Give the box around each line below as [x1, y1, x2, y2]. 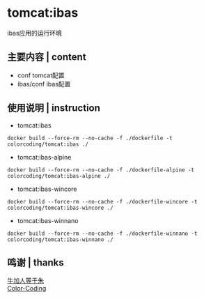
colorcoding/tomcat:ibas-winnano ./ [7, 236, 113, 243]
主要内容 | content [7, 51, 86, 63]
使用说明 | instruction [7, 102, 101, 114]
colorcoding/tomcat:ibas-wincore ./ [7, 204, 113, 211]
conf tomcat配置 [17, 71, 65, 79]
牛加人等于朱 [7, 277, 44, 285]
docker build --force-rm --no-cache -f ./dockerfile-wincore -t [7, 198, 198, 205]
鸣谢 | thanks [7, 256, 64, 268]
